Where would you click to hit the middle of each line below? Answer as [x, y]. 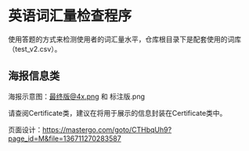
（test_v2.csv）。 [35, 49]
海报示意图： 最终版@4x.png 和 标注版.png [77, 96]
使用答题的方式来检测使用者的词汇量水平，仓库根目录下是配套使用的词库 [125, 39]
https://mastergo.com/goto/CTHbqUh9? [107, 129]
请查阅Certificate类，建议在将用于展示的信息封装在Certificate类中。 [117, 113]
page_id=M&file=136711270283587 [65, 138]
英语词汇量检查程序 [70, 16]
